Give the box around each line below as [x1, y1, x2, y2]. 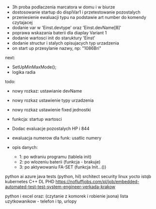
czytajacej [12, 19, 33, 25]
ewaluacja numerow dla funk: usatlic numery [12, 135, 102, 141]
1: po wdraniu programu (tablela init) [19, 154, 92, 160]
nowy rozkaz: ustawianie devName [12, 88, 82, 94]
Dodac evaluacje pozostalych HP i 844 [12, 126, 90, 131]
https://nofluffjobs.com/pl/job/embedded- [55, 179, 140, 184]
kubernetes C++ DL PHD [5, 179, 55, 184]
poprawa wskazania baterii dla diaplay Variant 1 [12, 30, 107, 35]
